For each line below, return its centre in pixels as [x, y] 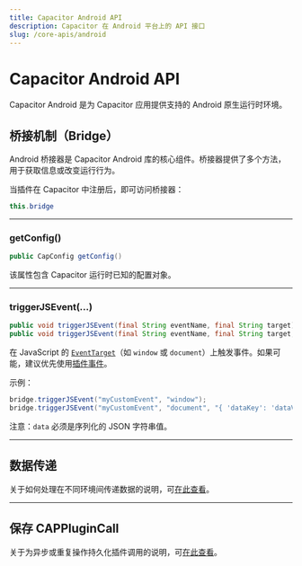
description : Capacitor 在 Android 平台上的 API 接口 [107, 26]
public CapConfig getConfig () [66, 257]
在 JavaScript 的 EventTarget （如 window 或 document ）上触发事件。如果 [141, 352]
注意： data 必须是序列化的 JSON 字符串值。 [91, 426]
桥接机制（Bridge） [64, 136]
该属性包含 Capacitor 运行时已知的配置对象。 [93, 275]
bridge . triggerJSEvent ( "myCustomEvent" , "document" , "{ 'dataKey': [138, 408]
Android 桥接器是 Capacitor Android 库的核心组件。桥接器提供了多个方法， [147, 159]
